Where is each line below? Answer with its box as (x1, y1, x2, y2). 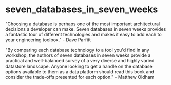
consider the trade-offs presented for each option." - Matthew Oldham (5, 74, 155, 80)
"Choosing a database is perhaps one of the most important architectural (5, 20, 160, 27)
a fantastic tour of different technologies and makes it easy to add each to (5, 31, 162, 37)
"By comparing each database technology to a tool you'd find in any (5, 47, 150, 53)
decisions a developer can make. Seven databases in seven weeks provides (5, 26, 166, 32)
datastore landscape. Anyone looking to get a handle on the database (5, 63, 153, 69)
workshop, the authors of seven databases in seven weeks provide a (5, 52, 151, 58)
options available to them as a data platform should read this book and (5, 68, 154, 75)
